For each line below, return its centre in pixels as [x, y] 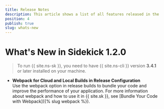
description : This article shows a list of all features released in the [82, 14]
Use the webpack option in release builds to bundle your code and [79, 86]
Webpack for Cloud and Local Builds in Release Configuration [76, 81]
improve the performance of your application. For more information [80, 91]
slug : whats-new [22, 28]
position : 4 [17, 19]
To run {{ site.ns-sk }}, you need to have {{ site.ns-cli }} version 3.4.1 [87, 66]
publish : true [20, 23]
